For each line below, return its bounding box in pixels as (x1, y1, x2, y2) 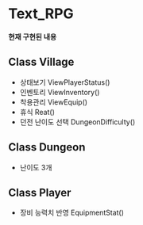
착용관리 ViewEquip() (19, 97, 88, 107)
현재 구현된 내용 (8, 32, 57, 41)
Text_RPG (8, 5, 74, 23)
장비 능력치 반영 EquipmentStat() (19, 208, 125, 218)
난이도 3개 (19, 162, 52, 172)
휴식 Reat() (19, 107, 56, 116)
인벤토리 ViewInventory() (19, 87, 100, 97)
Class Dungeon (8, 140, 86, 154)
